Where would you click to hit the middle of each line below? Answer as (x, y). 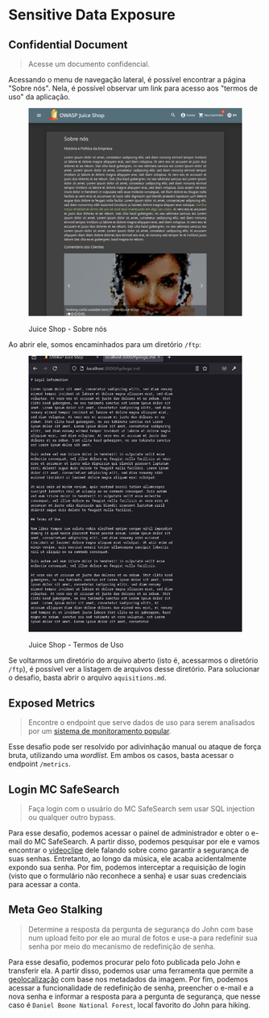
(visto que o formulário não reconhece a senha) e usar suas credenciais (128, 876)
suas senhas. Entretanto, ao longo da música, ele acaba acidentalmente (128, 858)
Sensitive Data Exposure (92, 15)
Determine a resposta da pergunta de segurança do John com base (141, 929)
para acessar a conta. (44, 884)
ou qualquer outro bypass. (72, 817)
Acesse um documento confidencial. (89, 64)
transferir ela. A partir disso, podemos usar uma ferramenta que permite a (131, 970)
